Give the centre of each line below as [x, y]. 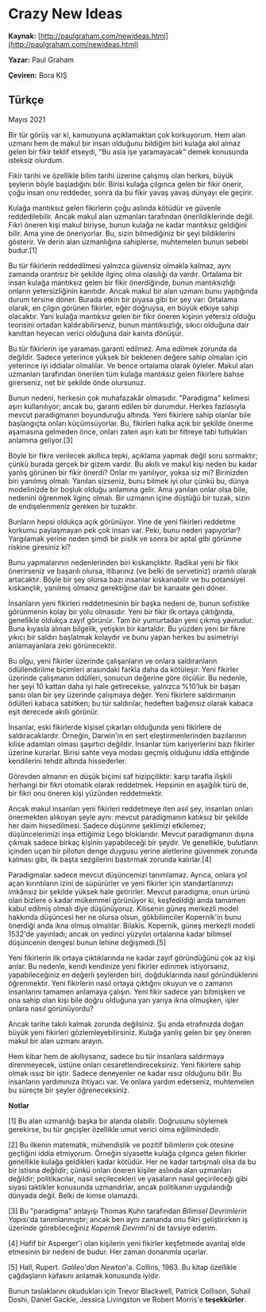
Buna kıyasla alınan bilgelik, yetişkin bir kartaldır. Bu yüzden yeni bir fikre [127, 629]
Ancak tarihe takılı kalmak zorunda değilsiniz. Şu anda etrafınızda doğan [126, 1024]
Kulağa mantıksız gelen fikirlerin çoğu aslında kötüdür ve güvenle [115, 208]
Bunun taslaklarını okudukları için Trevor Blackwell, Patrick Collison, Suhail [129, 1291]
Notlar [19, 1105]
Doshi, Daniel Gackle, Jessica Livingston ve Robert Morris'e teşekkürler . [127, 1299]
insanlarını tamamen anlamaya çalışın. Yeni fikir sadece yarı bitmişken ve [127, 991]
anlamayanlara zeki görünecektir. [62, 645]
